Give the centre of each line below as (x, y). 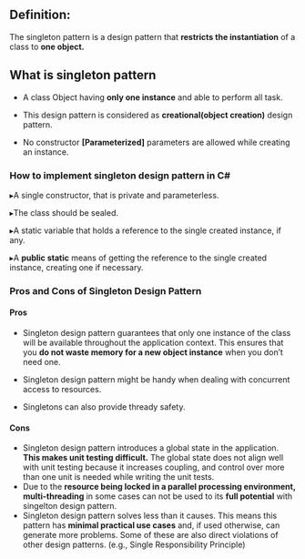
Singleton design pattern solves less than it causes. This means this (150, 516)
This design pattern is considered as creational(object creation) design (158, 115)
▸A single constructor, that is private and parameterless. (114, 195)
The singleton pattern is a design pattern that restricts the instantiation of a (152, 36)
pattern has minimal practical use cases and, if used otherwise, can (151, 525)
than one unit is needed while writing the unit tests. (118, 477)
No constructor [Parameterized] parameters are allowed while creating (156, 142)
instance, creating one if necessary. (76, 267)
